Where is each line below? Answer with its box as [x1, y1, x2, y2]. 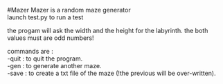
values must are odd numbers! [7, 34, 94, 42]
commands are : [7, 48, 53, 55]
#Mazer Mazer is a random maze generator [7, 6, 131, 14]
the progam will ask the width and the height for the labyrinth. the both [7, 27, 208, 34]
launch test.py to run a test [7, 13, 84, 21]
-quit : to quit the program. [7, 54, 83, 63]
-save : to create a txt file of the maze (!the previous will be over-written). [7, 69, 216, 77]
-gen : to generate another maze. [7, 62, 102, 70]
